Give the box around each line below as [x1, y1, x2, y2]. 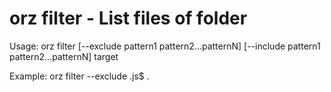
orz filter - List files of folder [9, 7, 248, 30]
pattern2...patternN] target [9, 50, 119, 62]
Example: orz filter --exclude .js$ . [9, 70, 150, 82]
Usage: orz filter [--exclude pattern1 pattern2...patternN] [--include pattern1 [9, 40, 321, 52]
